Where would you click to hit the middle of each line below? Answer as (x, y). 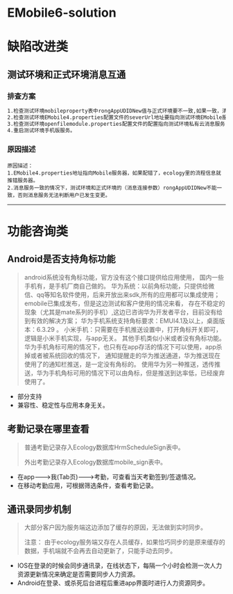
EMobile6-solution (62, 13)
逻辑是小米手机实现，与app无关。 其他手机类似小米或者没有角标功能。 (124, 338)
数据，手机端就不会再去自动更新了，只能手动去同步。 (100, 551)
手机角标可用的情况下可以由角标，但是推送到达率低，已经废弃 (137, 373)
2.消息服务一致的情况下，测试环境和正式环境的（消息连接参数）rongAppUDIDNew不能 (112, 188)
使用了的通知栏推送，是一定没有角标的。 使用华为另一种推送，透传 (119, 364)
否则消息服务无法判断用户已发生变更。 (64, 195)
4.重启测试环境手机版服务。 (42, 130)
